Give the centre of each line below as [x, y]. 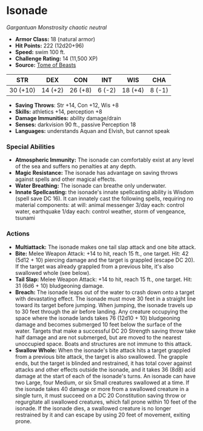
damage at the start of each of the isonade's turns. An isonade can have [105, 376]
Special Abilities [31, 146]
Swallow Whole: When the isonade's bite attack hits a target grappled [103, 350]
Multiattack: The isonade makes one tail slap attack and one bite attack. [105, 247]
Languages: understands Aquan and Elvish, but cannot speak [92, 131]
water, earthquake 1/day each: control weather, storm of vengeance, [100, 212]
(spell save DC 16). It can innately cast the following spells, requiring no [104, 199]
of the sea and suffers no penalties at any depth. [76, 166]
